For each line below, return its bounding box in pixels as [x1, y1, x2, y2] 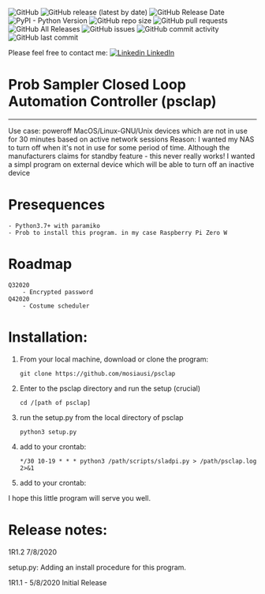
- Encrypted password [22, 288, 93, 296]
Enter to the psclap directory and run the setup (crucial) [19, 384, 201, 393]
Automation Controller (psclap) [8, 93, 217, 111]
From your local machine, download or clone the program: [19, 354, 209, 364]
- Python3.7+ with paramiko [8, 221, 101, 229]
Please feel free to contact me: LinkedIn [8, 48, 175, 57]
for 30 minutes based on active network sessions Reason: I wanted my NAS [8, 134, 255, 144]
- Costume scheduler [22, 301, 90, 310]
